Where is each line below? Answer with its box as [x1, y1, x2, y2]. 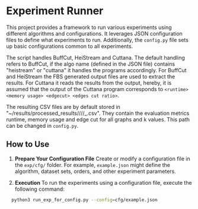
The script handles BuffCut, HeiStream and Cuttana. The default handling [6, 54, 186, 61]
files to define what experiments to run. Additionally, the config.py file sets [6, 36, 189, 43]
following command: [14, 185, 65, 192]
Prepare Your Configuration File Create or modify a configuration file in [14, 155, 191, 162]
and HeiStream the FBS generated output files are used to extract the [6, 73, 175, 80]
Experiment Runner [6, 4, 104, 18]
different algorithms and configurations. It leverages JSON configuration [6, 30, 183, 37]
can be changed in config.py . [6, 122, 79, 129]
